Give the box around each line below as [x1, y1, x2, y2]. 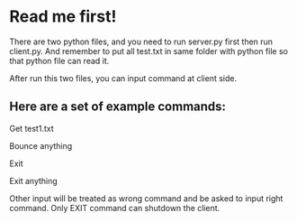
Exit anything [9, 175, 58, 186]
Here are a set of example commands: [9, 99, 227, 115]
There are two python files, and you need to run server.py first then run [9, 36, 273, 47]
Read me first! [9, 6, 117, 27]
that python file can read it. [9, 55, 110, 66]
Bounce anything [9, 140, 73, 151]
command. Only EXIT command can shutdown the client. [9, 202, 220, 213]
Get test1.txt [9, 123, 54, 134]
